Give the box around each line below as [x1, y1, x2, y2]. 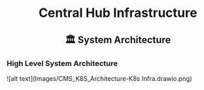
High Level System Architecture [6, 58, 118, 68]
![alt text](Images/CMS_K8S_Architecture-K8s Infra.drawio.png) [6, 74, 193, 82]
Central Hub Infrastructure [38, 5, 198, 21]
